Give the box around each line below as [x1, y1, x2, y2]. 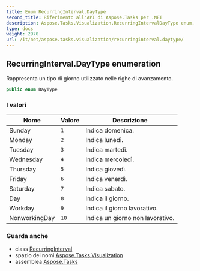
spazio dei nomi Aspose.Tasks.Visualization [14, 252, 123, 259]
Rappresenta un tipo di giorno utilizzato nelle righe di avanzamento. [6, 74, 174, 82]
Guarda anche [6, 231, 49, 240]
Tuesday [9, 145, 34, 153]
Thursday [9, 165, 37, 173]
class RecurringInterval [14, 245, 73, 252]
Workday [9, 204, 35, 212]
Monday [9, 135, 33, 144]
